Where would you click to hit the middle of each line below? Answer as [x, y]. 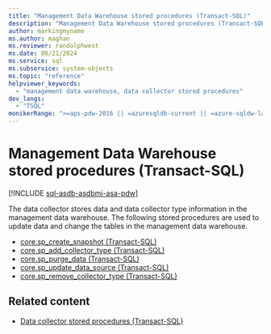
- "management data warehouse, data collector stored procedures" [129, 91]
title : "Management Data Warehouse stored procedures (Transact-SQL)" [129, 16]
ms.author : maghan [39, 38]
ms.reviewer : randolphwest [54, 46]
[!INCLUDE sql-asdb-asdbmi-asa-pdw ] [73, 193]
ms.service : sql [35, 61]
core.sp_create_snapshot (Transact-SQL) [88, 241]
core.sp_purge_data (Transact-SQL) [79, 259]
